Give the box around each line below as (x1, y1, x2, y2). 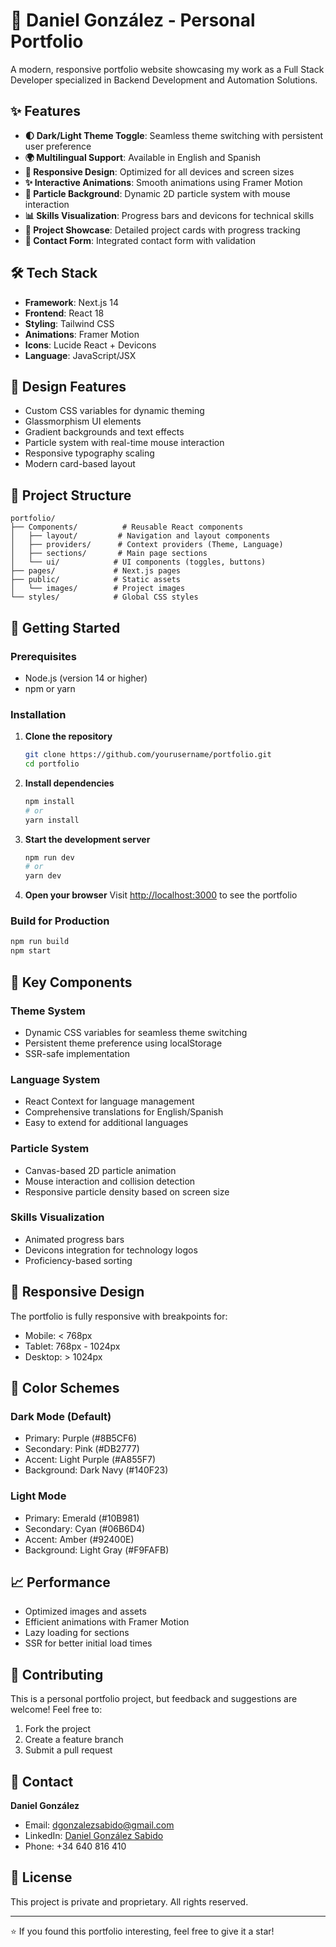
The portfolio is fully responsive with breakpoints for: (10, 1310, 228, 1322)
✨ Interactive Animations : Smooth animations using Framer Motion (24, 176, 303, 188)
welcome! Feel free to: (10, 1704, 103, 1716)
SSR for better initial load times (24, 1637, 153, 1649)
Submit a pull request (24, 1744, 113, 1756)
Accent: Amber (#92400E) (24, 1533, 135, 1545)
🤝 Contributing (10, 1666, 104, 1683)
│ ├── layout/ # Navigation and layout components (10, 531, 271, 541)
